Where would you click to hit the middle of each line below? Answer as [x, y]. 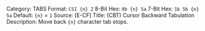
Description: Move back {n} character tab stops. [67, 22]
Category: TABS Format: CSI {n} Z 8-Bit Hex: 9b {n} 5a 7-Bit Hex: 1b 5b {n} [103, 9]
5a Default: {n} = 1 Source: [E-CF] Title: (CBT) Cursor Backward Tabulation [100, 15]
